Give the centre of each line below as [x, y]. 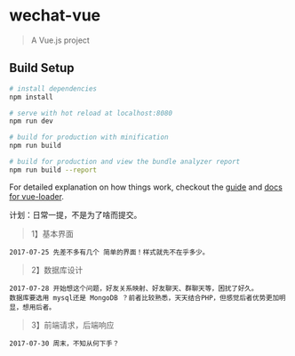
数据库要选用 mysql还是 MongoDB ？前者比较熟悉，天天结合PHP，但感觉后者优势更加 [144, 298]
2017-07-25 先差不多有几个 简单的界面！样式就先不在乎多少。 [109, 252]
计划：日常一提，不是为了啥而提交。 [76, 214]
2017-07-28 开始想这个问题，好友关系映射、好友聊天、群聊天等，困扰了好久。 [134, 288]
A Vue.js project [60, 40]
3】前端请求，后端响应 [72, 325]
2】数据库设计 [57, 270]
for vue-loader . [37, 196]
